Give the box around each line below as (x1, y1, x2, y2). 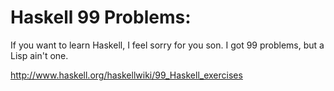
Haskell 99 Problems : (10, 6, 192, 29)
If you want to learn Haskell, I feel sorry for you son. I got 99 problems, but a (10, 39, 325, 51)
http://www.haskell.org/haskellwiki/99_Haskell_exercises (10, 69, 243, 81)
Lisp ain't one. (10, 49, 69, 61)
